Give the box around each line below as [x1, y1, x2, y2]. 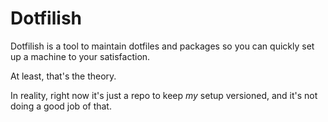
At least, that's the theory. [10, 70, 117, 82]
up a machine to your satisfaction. [10, 50, 151, 62]
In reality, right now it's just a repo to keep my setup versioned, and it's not [10, 89, 318, 101]
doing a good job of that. [10, 100, 112, 112]
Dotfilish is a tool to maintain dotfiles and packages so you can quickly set [10, 40, 315, 52]
